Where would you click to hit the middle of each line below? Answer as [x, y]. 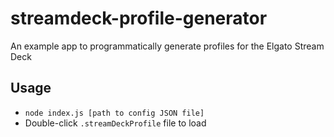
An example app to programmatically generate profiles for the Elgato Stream [167, 46]
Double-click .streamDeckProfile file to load [115, 123]
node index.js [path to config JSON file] [114, 113]
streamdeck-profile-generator [139, 18]
